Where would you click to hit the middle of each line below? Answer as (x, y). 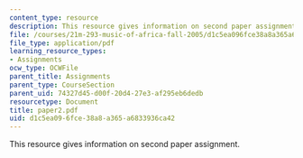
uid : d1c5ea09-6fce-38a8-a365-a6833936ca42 (92, 118)
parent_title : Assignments (60, 77)
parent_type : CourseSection (62, 85)
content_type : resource (54, 18)
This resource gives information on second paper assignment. (125, 144)
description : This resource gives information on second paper (131, 26)
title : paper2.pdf (44, 110)
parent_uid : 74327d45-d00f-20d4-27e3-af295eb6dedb (106, 93)
